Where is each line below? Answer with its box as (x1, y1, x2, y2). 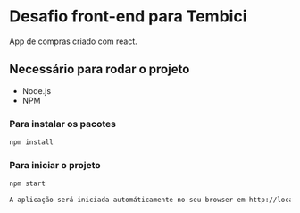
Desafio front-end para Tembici (9, 6, 247, 27)
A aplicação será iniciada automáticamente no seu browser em (9, 195, 246, 205)
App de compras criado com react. (9, 36, 138, 47)
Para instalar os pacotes (9, 117, 116, 130)
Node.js (21, 85, 52, 96)
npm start (9, 179, 46, 189)
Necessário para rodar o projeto (9, 62, 190, 77)
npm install (9, 138, 54, 147)
